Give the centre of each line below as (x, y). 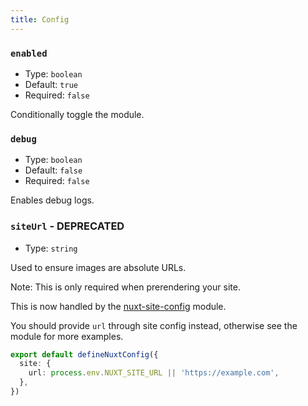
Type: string (51, 248)
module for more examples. (67, 336)
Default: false (53, 170)
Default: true (51, 84)
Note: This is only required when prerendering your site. (125, 287)
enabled (29, 53)
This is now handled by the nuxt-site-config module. (118, 306)
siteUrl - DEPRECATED (67, 226)
